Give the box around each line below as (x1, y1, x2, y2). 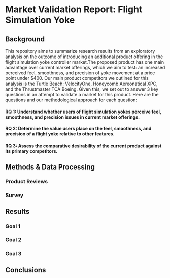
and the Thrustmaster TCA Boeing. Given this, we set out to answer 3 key (5, 86, 159, 92)
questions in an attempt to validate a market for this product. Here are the (5, 92, 159, 97)
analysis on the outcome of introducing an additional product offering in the (5, 53, 163, 60)
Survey (5, 192, 24, 199)
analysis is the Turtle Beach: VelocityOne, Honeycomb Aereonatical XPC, (5, 80, 158, 87)
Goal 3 (5, 250, 22, 257)
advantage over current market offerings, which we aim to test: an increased (5, 65, 165, 70)
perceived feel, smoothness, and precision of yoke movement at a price (5, 70, 155, 76)
